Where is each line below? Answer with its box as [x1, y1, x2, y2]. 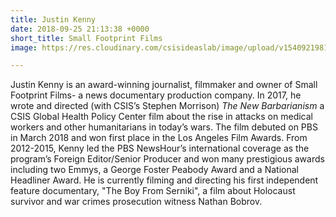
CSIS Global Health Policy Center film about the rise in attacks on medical [10, 111, 313, 123]
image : [10, 42, 38, 53]
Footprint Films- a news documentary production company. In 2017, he [10, 89, 302, 101]
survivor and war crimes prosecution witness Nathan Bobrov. [10, 196, 263, 208]
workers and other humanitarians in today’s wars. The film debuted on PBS [10, 121, 318, 133]
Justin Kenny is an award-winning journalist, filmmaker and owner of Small [10, 79, 318, 91]
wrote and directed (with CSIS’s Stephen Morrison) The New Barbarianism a [10, 100, 325, 112]
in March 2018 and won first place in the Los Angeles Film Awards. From [10, 132, 308, 144]
